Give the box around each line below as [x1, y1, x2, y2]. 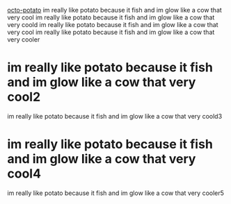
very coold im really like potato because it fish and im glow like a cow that [7, 21, 218, 28]
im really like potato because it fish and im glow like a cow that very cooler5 [7, 189, 225, 197]
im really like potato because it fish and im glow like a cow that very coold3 [7, 112, 223, 120]
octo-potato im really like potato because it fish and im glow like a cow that [7, 6, 223, 14]
